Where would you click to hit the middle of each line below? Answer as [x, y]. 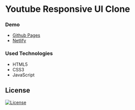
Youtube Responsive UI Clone [68, 9]
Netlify [19, 41]
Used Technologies [29, 54]
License [18, 90]
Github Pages [26, 35]
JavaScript [23, 75]
